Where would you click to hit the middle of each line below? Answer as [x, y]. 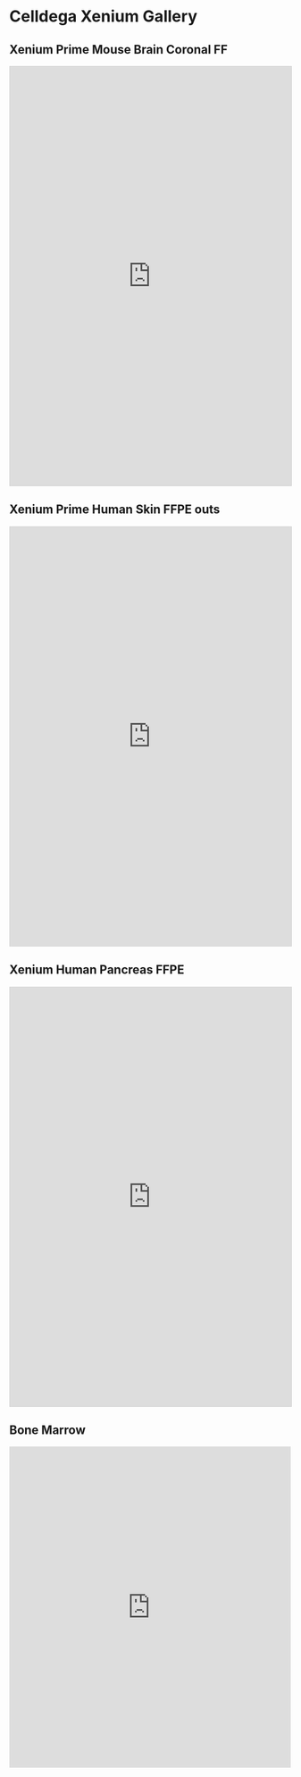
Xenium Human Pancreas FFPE [97, 970]
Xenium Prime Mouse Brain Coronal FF [118, 50]
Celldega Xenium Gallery [104, 17]
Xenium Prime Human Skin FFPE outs [115, 510]
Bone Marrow [48, 1431]
